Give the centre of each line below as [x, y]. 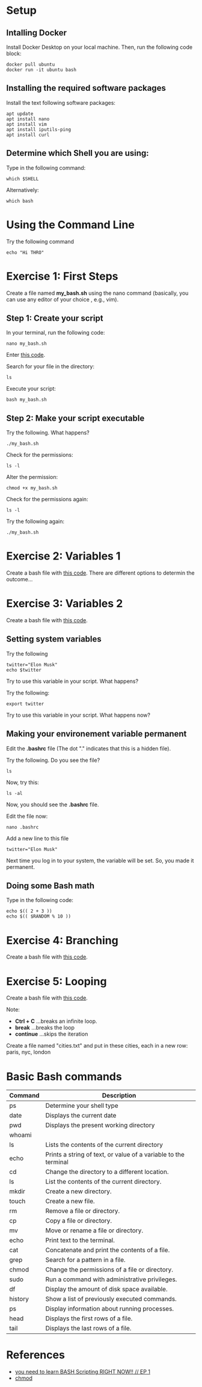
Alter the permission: [32, 477]
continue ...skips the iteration [51, 1034]
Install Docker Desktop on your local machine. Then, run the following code [99, 47]
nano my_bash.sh [26, 344]
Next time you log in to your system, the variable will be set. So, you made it [100, 860]
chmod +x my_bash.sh [32, 488]
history [19, 1299]
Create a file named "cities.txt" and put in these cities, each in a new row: [97, 1046]
